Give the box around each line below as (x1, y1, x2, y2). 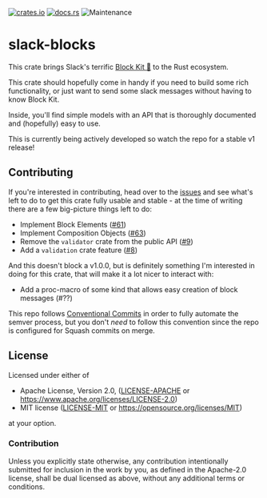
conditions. (8, 481, 46, 492)
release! (8, 143, 35, 152)
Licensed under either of (8, 370, 90, 380)
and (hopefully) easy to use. (8, 118, 102, 128)
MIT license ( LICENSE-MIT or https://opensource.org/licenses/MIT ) (19, 403, 242, 412)
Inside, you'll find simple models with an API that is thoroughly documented (8, 110, 257, 119)
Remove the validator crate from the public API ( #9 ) (19, 236, 193, 246)
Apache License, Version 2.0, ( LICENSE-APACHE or (19, 385, 190, 396)
